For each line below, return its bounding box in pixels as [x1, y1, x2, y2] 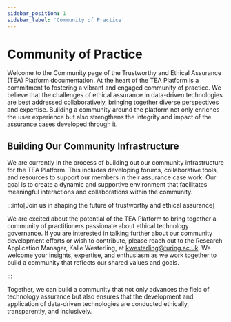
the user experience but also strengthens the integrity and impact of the [7, 113, 212, 121]
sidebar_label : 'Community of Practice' [7, 17, 125, 23]
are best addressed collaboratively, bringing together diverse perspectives [7, 98, 219, 107]
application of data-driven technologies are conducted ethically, [7, 300, 190, 308]
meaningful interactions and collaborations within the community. [7, 188, 193, 197]
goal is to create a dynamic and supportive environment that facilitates [7, 181, 208, 189]
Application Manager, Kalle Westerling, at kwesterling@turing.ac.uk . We [7, 244, 212, 252]
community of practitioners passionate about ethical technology [7, 222, 190, 230]
